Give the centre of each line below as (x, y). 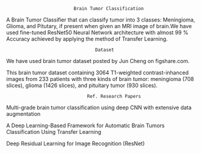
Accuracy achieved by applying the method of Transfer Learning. (87, 39)
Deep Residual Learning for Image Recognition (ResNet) (76, 143)
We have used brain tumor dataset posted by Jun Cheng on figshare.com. (98, 61)
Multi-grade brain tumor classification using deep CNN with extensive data (99, 107)
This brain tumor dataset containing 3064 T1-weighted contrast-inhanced (97, 73)
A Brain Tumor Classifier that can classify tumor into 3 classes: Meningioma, (101, 20)
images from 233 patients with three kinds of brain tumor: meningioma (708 (100, 79)
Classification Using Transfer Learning (54, 132)
